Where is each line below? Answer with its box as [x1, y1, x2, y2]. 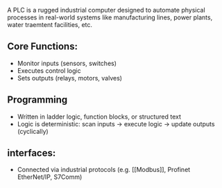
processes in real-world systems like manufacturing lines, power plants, [7, 13, 213, 22]
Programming [7, 94, 68, 106]
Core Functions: [7, 41, 78, 53]
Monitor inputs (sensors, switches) [17, 59, 117, 67]
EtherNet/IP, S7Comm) [17, 173, 83, 181]
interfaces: [7, 147, 56, 159]
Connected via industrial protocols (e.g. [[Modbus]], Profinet [17, 166, 191, 174]
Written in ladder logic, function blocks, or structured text [17, 112, 182, 121]
